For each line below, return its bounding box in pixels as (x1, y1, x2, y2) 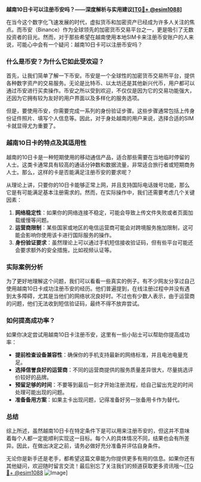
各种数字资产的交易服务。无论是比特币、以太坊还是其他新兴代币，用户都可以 (6, 80, 195, 87)
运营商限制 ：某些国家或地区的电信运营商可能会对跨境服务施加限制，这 (14, 224, 188, 231)
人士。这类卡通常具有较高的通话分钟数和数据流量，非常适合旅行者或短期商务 (6, 161, 195, 168)
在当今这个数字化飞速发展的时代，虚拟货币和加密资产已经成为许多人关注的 (6, 19, 190, 26)
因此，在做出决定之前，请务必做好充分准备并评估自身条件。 (16, 442, 163, 450)
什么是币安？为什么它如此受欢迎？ (6, 57, 105, 65)
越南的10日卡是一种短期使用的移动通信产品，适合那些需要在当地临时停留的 (6, 153, 190, 160)
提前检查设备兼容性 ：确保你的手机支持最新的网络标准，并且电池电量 (14, 351, 183, 359)
